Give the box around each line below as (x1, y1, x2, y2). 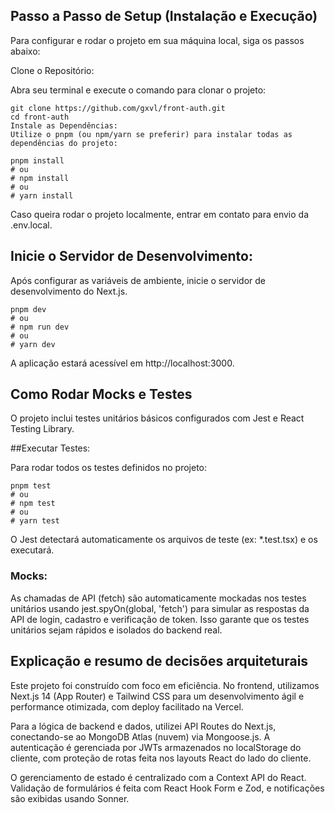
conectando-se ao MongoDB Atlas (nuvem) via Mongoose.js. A (10, 730, 271, 743)
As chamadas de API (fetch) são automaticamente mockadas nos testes (10, 592, 307, 604)
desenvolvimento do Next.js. (10, 285, 128, 297)
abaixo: (10, 45, 41, 57)
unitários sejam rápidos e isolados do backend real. (10, 624, 223, 636)
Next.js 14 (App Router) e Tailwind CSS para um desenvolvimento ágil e (10, 690, 305, 702)
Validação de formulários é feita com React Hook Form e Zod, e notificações (10, 782, 325, 794)
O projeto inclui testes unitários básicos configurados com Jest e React (10, 412, 305, 424)
